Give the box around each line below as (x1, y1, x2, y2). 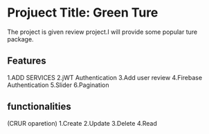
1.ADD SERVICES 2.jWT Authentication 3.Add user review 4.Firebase (7, 73, 203, 82)
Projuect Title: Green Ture (7, 5, 158, 21)
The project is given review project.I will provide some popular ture (7, 28, 198, 36)
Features (7, 55, 46, 67)
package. (7, 35, 34, 43)
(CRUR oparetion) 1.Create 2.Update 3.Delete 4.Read (7, 119, 158, 127)
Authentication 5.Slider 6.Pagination (7, 81, 109, 89)
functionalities (7, 101, 71, 113)
